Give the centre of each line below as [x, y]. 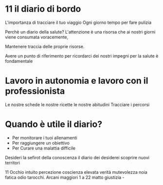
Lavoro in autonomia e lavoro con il [77, 81]
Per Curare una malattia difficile [44, 148]
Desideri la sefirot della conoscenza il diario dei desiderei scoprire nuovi [77, 157]
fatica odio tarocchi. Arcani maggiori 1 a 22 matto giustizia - [65, 177]
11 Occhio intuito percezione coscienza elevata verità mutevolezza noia [76, 172]
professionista [35, 91]
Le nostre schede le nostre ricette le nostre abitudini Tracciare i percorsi [77, 104]
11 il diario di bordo [43, 9]
